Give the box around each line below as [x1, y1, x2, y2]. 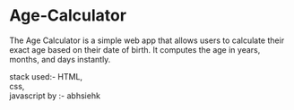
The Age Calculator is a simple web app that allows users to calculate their [9, 35, 285, 46]
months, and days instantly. [9, 54, 111, 64]
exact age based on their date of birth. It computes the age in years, [9, 44, 261, 55]
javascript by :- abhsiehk [9, 90, 101, 101]
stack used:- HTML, [9, 71, 83, 81]
